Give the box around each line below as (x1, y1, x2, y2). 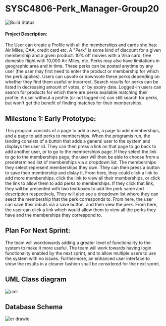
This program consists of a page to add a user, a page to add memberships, (5, 127, 160, 133)
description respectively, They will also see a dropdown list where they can (5, 191, 159, 197)
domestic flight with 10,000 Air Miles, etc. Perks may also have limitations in (5, 58, 160, 64)
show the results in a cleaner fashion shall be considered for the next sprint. (5, 260, 160, 266)
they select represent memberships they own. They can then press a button (5, 164, 160, 170)
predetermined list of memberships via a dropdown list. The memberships (5, 159, 156, 165)
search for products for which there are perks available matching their (5, 89, 148, 95)
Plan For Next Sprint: (5, 227, 70, 235)
